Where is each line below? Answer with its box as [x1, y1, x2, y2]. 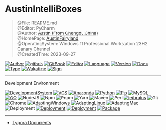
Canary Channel [17, 46, 50, 52]
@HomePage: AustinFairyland [17, 35, 79, 41]
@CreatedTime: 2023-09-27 [17, 51, 76, 57]
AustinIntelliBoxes [5, 3, 82, 15]
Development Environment [5, 80, 59, 86]
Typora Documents [12, 119, 52, 125]
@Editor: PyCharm [17, 25, 55, 31]
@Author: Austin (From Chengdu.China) [17, 30, 98, 36]
